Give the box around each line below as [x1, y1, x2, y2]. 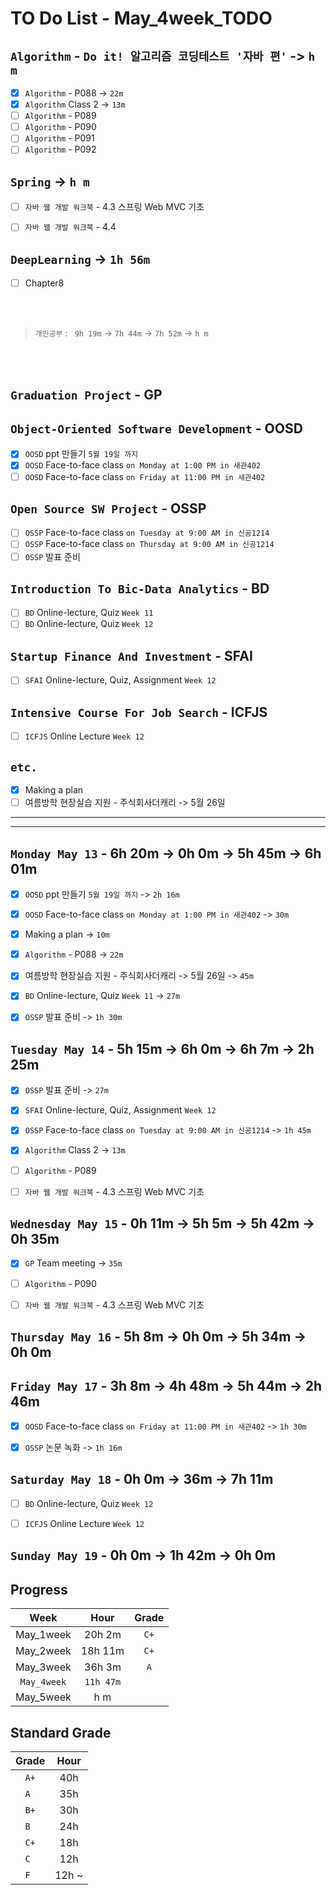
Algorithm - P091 [24, 132, 95, 144]
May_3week [15, 1660, 72, 1674]
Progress [10, 1581, 68, 1598]
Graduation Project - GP [10, 386, 163, 403]
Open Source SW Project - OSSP [10, 500, 207, 517]
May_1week [15, 1628, 72, 1642]
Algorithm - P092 [24, 143, 97, 156]
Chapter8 [24, 277, 65, 289]
